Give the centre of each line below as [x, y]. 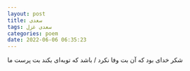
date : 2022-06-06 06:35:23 [47, 40]
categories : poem [33, 33]
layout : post [26, 14]
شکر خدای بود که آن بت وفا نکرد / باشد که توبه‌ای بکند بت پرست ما [95, 60]
